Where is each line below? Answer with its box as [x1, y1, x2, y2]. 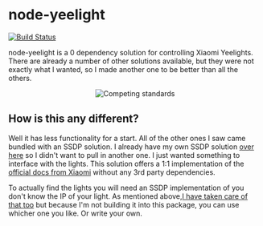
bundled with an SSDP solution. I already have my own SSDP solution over [8, 142, 255, 151]
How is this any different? [8, 112, 139, 126]
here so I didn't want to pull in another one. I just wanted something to [8, 150, 240, 159]
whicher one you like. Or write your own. [8, 208, 143, 218]
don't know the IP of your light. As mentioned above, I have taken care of [8, 191, 248, 201]
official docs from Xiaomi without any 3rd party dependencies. [8, 167, 216, 177]
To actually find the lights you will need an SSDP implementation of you [8, 183, 245, 192]
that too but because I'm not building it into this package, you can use [8, 200, 240, 209]
